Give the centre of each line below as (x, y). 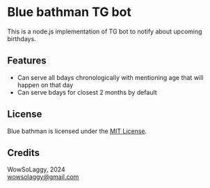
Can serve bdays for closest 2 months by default (87, 92)
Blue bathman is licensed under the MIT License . (77, 131)
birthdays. (22, 38)
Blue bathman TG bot (70, 12)
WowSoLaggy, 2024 (36, 170)
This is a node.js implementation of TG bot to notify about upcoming (105, 31)
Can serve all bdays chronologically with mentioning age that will (110, 77)
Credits (24, 153)
